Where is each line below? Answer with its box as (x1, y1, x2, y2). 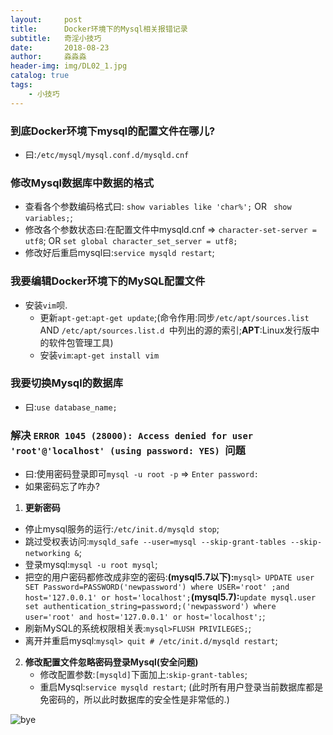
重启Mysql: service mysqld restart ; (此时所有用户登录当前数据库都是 (39, 681, 324, 693)
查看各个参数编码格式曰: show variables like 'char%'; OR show (24, 201, 292, 213)
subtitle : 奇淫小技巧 (10, 33, 102, 43)
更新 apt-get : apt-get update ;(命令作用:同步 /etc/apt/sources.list (39, 311, 310, 323)
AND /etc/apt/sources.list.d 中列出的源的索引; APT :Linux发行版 (39, 324, 312, 336)
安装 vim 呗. (24, 299, 68, 311)
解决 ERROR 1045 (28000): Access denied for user (10, 428, 254, 442)
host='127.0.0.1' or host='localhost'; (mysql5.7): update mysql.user (24, 591, 317, 603)
